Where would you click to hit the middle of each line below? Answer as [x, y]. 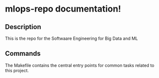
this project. [17, 70]
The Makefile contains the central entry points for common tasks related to [80, 65]
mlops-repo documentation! [63, 9]
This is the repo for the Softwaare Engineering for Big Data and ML [72, 38]
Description [23, 27]
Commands [23, 54]
